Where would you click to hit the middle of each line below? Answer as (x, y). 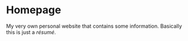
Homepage (34, 10)
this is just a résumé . (31, 32)
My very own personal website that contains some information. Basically (94, 26)
